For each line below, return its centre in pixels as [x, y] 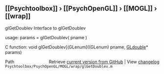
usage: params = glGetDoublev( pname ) [46, 37]
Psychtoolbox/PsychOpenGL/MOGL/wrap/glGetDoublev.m [59, 66]
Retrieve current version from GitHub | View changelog [104, 62]
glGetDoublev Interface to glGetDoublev [46, 28]
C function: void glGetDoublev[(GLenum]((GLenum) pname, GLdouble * [77, 47]
